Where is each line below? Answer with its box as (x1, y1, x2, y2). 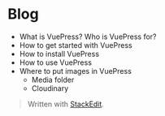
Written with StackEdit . (27, 99, 105, 109)
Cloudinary (31, 83, 69, 93)
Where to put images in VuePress (19, 66, 132, 75)
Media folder (31, 75, 75, 84)
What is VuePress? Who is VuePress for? (19, 32, 157, 41)
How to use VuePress (19, 58, 93, 67)
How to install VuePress (19, 49, 99, 58)
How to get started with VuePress (19, 40, 132, 49)
